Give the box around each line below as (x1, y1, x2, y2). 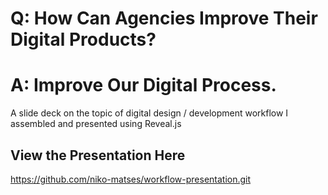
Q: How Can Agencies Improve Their (10, 7, 318, 30)
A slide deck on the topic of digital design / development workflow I (10, 107, 289, 119)
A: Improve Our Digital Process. (10, 74, 277, 97)
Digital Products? (10, 28, 157, 51)
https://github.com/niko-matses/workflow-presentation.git (10, 173, 252, 185)
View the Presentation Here (10, 147, 186, 164)
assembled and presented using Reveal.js (10, 118, 182, 130)
